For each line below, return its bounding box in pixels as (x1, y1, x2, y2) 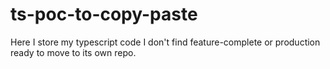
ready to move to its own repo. (10, 46, 137, 58)
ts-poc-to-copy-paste (10, 3, 198, 26)
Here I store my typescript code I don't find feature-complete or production (10, 36, 321, 48)
